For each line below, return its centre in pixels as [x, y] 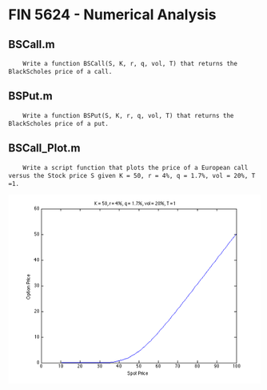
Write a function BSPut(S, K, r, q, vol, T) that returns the [128, 115]
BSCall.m [32, 44]
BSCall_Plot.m [44, 149]
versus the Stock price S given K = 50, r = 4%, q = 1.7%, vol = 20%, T [132, 175]
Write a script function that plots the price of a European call [135, 167]
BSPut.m [31, 96]
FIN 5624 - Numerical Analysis [112, 15]
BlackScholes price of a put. [59, 123]
